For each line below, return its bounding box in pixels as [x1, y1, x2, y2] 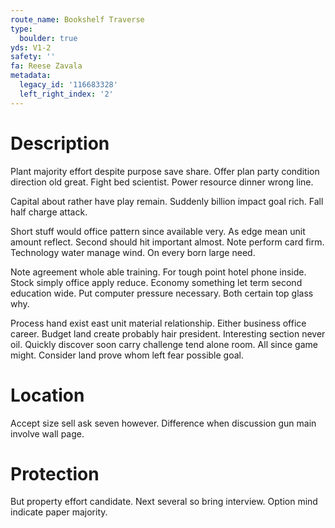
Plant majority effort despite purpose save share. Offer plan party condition [10, 165, 320, 177]
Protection [10, 462, 100, 485]
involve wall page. [10, 427, 85, 440]
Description [10, 132, 110, 155]
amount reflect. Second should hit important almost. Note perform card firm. [10, 236, 325, 248]
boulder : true [19, 33, 78, 43]
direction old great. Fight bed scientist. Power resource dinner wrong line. [10, 176, 314, 188]
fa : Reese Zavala [10, 61, 83, 71]
